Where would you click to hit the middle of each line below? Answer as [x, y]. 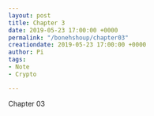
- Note [19, 67]
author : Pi [26, 52]
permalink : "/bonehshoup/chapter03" [68, 37]
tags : [17, 60]
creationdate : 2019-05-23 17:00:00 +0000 [77, 45]
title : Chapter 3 [37, 23]
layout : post [30, 15]
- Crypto [23, 74]
